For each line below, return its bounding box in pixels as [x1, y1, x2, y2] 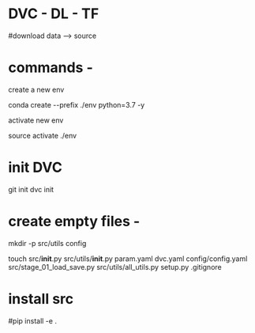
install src [8, 289, 74, 308]
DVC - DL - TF [8, 5, 99, 23]
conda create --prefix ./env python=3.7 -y [8, 100, 145, 109]
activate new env [8, 115, 64, 125]
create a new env [8, 85, 65, 94]
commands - [8, 59, 93, 77]
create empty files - [8, 213, 141, 230]
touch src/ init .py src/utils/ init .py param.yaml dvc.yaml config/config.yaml [8, 254, 248, 263]
